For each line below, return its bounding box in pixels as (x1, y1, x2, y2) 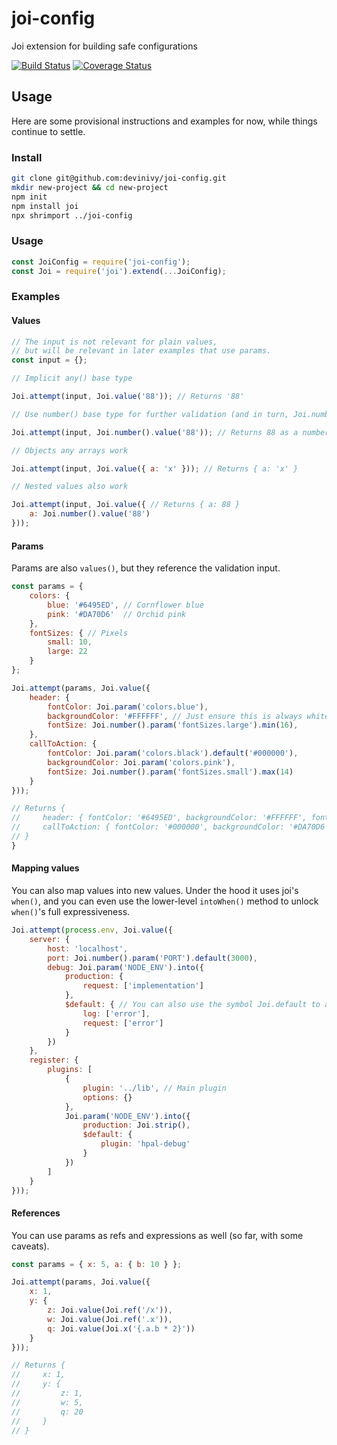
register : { (29, 1055, 79, 1066)
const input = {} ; (11, 355, 88, 366)
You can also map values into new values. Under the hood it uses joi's (11, 885, 299, 896)
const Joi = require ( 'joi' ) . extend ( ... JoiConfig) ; (11, 266, 227, 276)
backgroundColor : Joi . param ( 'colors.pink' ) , (47, 757, 236, 767)
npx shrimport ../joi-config (11, 210, 133, 221)
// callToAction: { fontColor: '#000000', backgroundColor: (11, 822, 285, 832)
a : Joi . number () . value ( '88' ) (29, 509, 151, 519)
